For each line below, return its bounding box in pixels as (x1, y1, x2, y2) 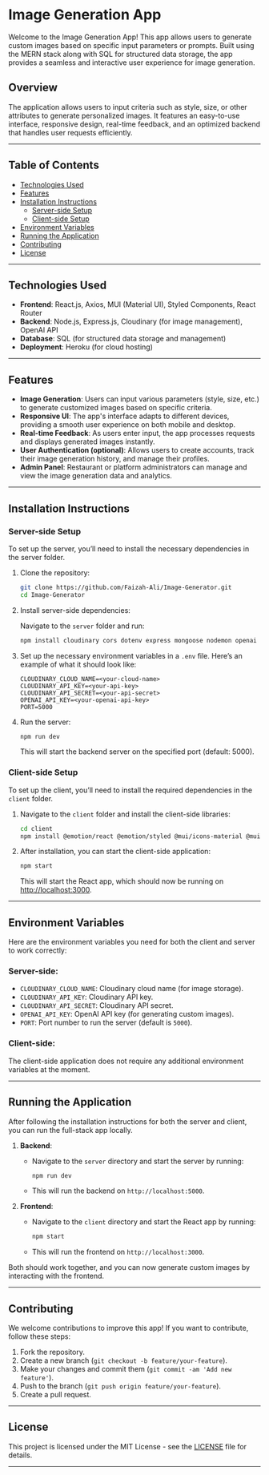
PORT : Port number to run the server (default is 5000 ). (19, 1018, 193, 1027)
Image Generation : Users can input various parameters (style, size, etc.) (19, 394, 260, 404)
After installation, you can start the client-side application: (19, 847, 211, 856)
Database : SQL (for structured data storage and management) (19, 334, 227, 344)
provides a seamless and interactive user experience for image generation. (8, 58, 255, 67)
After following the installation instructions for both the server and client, (8, 1116, 247, 1126)
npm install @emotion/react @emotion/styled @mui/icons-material (19, 832, 243, 840)
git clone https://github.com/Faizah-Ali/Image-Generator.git (19, 583, 232, 591)
